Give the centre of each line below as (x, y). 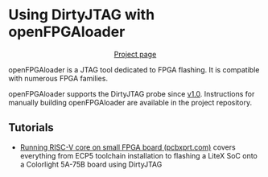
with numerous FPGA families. (58, 78)
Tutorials (31, 128)
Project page (135, 54)
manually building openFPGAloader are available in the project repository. (130, 102)
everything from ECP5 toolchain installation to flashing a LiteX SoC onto (138, 155)
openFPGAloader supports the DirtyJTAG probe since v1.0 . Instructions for (132, 93)
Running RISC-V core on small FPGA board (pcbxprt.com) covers (128, 147)
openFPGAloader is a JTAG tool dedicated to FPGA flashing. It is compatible (134, 69)
